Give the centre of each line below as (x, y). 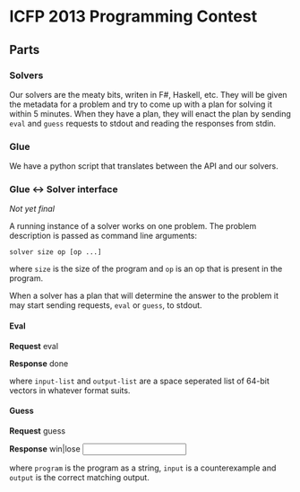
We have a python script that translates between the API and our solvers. (144, 166)
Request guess (37, 430)
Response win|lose (45, 448)
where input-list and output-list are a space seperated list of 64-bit (140, 381)
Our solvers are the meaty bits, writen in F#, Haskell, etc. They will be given (149, 94)
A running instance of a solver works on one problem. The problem (133, 226)
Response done (39, 363)
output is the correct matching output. (79, 477)
